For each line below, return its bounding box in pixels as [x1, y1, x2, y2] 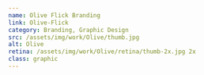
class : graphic [8, 55, 59, 63]
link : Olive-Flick [8, 19, 69, 27]
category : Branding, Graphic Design [8, 26, 129, 34]
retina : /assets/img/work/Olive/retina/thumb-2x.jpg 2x [8, 48, 196, 55]
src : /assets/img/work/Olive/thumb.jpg [8, 33, 140, 41]
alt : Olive [8, 41, 44, 48]
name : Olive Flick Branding [8, 11, 101, 20]
